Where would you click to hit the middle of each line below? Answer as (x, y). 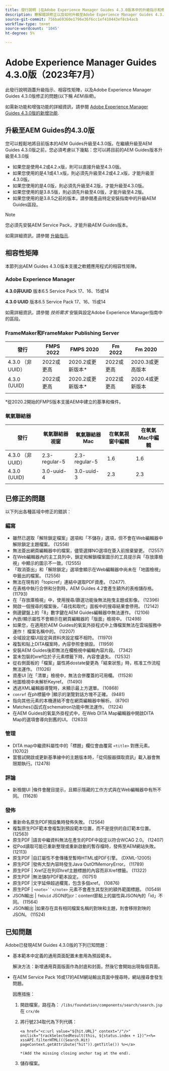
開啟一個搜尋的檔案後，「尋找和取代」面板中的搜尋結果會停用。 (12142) (86, 606)
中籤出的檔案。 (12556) (36, 576)
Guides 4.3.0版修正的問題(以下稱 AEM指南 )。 (52, 96)
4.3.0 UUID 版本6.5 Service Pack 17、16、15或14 (56, 301)
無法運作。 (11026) (32, 669)
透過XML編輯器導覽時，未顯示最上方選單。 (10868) (66, 688)
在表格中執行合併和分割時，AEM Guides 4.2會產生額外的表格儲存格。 (84, 588)
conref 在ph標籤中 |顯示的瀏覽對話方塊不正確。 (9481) (69, 694)
